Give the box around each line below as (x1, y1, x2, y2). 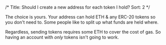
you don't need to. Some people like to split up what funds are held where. (5, 19, 159, 25)
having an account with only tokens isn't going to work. (5, 34, 119, 40)
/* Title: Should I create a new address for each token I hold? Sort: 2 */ (5, 4, 150, 10)
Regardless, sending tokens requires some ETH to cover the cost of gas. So (5, 29, 161, 34)
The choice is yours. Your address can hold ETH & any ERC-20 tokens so (5, 14, 156, 19)
